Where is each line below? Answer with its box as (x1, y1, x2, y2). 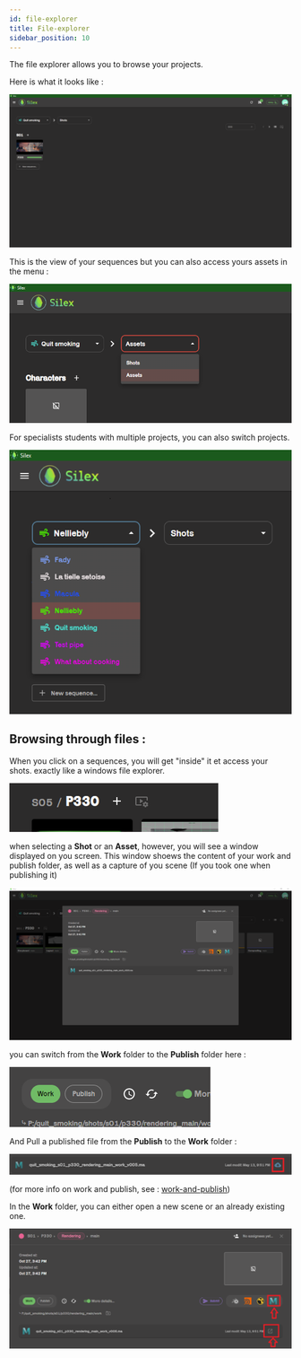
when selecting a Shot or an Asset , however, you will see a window (9, 840, 259, 852)
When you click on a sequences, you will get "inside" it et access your (9, 755, 269, 767)
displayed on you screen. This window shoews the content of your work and (9, 850, 291, 861)
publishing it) (9, 869, 58, 880)
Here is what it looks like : (9, 76, 104, 87)
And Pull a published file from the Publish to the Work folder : (9, 1136, 237, 1147)
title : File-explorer (9, 23, 90, 33)
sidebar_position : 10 (9, 33, 90, 42)
